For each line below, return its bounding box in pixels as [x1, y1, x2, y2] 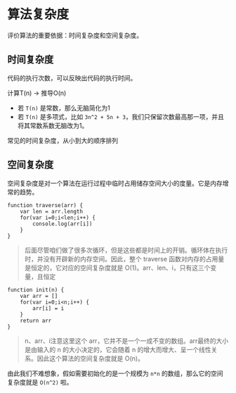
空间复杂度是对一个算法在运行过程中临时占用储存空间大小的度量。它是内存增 [7, 179, 229, 187]
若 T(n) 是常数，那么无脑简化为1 [17, 104, 111, 112]
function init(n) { [7, 286, 65, 293]
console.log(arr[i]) [32, 220, 93, 227]
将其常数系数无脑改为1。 [17, 121, 88, 130]
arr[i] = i [32, 304, 65, 312]
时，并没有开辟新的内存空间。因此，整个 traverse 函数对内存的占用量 [24, 254, 225, 263]
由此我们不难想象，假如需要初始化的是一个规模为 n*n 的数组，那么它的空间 [7, 369, 223, 378]
